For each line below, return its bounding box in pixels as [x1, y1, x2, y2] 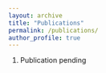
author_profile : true [8, 33, 81, 42]
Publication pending [19, 56, 87, 65]
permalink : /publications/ [8, 26, 99, 34]
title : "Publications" [8, 19, 84, 27]
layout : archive [8, 11, 63, 20]
